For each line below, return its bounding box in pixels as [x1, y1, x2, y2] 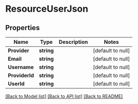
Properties [5, 23, 40, 32]
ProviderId [8, 72, 34, 79]
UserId [8, 80, 25, 87]
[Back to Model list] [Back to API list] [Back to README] [5, 93, 123, 99]
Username [8, 64, 34, 70]
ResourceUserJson [5, 3, 89, 15]
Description [58, 39, 88, 45]
